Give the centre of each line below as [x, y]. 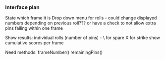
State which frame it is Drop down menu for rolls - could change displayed [81, 18]
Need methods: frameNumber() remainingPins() [54, 52]
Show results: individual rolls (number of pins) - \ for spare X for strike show [82, 38]
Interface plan [22, 7]
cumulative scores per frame [34, 43]
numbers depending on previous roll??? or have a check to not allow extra [81, 23]
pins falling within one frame [34, 28]
